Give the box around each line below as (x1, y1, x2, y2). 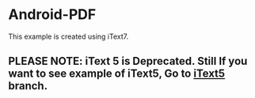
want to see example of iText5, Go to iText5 (8, 67, 226, 81)
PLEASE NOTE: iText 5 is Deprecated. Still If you (8, 55, 248, 68)
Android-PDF (8, 6, 97, 24)
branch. (8, 79, 48, 92)
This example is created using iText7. (8, 32, 129, 41)
